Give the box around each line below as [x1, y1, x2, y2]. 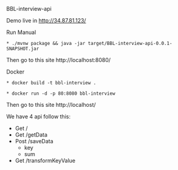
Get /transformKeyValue [15, 157, 76, 164]
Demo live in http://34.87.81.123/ [6, 17, 86, 24]
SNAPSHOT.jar [6, 46, 39, 52]
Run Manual [6, 29, 36, 36]
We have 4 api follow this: [6, 113, 71, 120]
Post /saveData [15, 138, 53, 144]
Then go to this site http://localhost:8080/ [6, 56, 111, 63]
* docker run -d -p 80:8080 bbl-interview [6, 90, 115, 97]
